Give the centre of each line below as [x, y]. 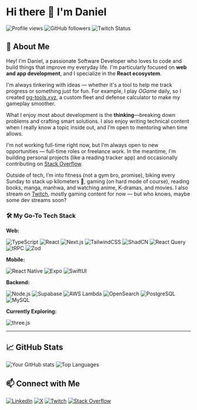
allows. [15, 133]
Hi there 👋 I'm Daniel [56, 12]
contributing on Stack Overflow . [45, 163]
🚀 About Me [28, 47]
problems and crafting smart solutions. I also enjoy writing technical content [98, 121]
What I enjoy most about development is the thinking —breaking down [91, 115]
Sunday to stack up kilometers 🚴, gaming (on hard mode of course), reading [98, 181]
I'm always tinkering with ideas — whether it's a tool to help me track [89, 85]
